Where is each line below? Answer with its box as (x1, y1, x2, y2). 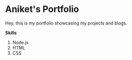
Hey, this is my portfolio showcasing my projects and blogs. (5, 20, 128, 26)
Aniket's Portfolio (5, 3, 79, 15)
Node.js (12, 39, 29, 45)
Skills (5, 29, 17, 35)
